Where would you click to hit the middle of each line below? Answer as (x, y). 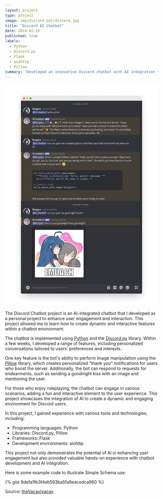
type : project (19, 15)
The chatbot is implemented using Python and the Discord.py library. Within (81, 338)
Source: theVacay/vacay (29, 492)
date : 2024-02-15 (23, 31)
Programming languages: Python (45, 428)
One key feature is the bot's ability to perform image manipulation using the (81, 358)
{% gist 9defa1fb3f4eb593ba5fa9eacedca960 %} (55, 482)
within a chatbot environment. (35, 329)
